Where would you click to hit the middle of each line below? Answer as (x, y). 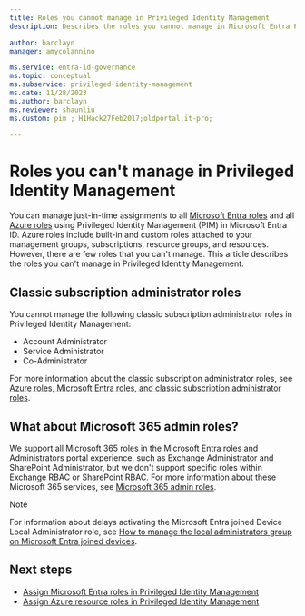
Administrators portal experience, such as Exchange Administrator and (142, 457)
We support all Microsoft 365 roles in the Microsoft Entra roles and (134, 448)
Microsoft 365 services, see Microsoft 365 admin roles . (113, 486)
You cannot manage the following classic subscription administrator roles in (151, 314)
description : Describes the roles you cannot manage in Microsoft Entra (150, 26)
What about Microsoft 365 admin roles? (124, 427)
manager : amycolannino (52, 51)
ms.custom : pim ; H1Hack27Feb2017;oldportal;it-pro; (111, 118)
